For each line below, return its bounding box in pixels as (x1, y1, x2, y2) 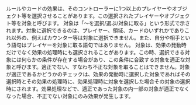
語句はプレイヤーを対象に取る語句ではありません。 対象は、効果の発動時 (11, 41, 187, 48)
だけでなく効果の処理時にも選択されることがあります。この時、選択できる (6, 49, 185, 55)
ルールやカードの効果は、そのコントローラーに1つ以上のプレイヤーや (6, 5, 173, 12)
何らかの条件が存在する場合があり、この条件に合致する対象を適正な (21, 56, 185, 63)
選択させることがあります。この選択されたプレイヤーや (31, 12, 165, 19)
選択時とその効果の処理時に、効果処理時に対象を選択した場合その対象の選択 (6, 78, 191, 85)
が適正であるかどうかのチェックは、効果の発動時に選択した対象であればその (6, 71, 191, 78)
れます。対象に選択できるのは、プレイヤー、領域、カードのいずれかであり (6, 27, 185, 34)
